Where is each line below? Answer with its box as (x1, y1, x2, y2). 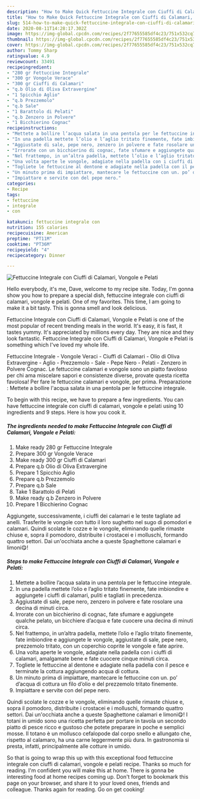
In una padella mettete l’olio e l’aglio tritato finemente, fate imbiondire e (15, 586, 189, 593)
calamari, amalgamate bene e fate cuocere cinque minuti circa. (15, 655, 170, 662)
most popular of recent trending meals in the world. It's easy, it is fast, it (7, 323, 183, 330)
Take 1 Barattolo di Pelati (15, 488, 76, 495)
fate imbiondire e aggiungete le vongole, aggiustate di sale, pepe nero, (15, 636, 189, 643)
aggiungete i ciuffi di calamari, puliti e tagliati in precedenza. (15, 591, 163, 599)
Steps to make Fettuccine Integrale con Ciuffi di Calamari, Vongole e (7, 558, 180, 565)
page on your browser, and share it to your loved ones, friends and (7, 779, 170, 787)
